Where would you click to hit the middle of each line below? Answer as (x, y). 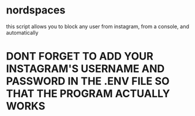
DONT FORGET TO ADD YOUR (80, 57)
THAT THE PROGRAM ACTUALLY (88, 94)
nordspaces (36, 10)
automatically (22, 32)
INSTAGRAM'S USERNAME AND (85, 69)
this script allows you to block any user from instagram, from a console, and (97, 26)
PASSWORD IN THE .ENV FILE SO (88, 81)
